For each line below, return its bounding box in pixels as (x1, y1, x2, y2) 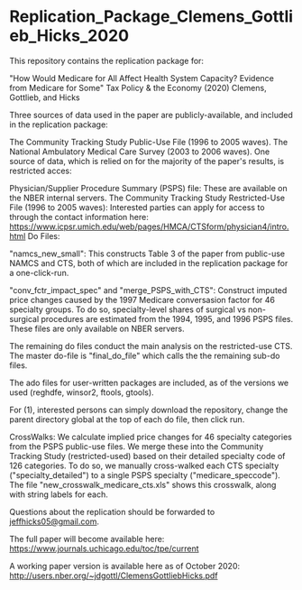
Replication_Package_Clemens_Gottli (9, 6, 294, 27)
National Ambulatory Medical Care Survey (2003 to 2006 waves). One (9, 146, 270, 157)
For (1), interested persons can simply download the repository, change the (9, 404, 288, 415)
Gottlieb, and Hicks (9, 92, 80, 103)
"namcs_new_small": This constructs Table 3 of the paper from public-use (9, 248, 286, 259)
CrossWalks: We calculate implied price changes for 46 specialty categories (9, 431, 293, 442)
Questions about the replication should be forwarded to (9, 506, 215, 517)
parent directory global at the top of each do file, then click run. (9, 413, 245, 425)
